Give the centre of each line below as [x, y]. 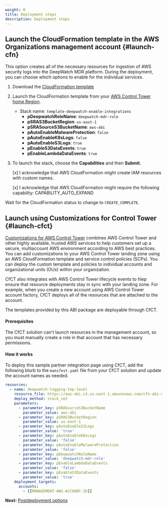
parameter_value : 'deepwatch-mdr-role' [64, 459]
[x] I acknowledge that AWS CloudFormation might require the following [86, 188]
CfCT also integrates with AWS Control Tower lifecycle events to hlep [76, 279]
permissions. [18, 343]
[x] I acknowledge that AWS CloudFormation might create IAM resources [87, 173]
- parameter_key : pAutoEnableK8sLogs [57, 436]
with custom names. [33, 178]
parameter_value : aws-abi [50, 413]
